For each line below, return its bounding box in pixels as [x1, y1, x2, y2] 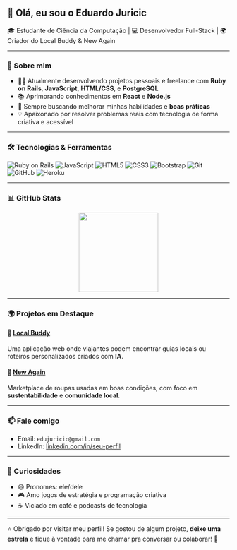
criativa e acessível [17, 118, 74, 126]
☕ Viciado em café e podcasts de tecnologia [17, 501, 147, 509]
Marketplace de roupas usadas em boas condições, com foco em [7, 384, 198, 393]
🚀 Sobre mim [7, 61, 51, 71]
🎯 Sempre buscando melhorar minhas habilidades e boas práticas [17, 102, 210, 111]
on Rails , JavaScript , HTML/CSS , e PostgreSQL [17, 84, 159, 92]
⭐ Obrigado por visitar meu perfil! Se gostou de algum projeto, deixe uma [7, 524, 221, 533]
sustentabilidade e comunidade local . [7, 391, 121, 400]
